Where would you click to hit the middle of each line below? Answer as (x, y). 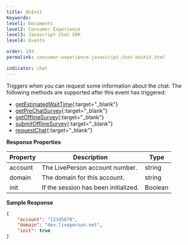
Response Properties (34, 142)
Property (23, 157)
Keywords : (19, 18)
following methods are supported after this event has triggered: (86, 92)
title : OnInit (24, 12)
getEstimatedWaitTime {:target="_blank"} (66, 104)
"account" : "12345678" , (48, 219)
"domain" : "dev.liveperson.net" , (60, 225)
